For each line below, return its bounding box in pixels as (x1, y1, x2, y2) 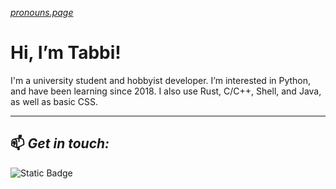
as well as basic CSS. (10, 95, 98, 107)
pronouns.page (10, 7, 74, 18)
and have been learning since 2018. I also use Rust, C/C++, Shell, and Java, (10, 85, 322, 97)
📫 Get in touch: (10, 135, 110, 152)
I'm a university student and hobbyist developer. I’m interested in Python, (10, 74, 312, 86)
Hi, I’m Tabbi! (10, 42, 122, 64)
